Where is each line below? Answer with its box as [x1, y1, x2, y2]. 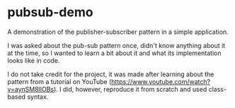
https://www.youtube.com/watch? [110, 77, 211, 85]
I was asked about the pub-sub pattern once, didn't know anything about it [7, 41, 226, 49]
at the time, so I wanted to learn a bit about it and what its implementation [7, 49, 222, 57]
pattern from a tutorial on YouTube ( [7, 77, 112, 85]
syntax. [27, 92, 49, 101]
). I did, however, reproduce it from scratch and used [53, 85, 207, 93]
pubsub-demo [7, 4, 93, 20]
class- [208, 85, 227, 93]
